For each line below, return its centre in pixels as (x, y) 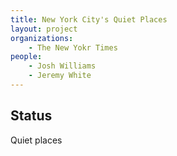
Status (31, 116)
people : (26, 57)
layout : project (44, 29)
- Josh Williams (62, 66)
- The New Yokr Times (73, 47)
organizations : (42, 38)
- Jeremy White (60, 76)
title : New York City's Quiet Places (89, 19)
